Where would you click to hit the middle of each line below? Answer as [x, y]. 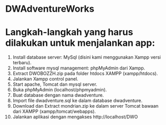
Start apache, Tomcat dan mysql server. [55, 84]
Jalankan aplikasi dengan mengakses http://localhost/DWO [75, 117]
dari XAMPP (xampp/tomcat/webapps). [54, 111]
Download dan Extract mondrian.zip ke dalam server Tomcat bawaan [86, 106]
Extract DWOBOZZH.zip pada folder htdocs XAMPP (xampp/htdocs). [85, 73]
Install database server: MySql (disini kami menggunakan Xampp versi [87, 57]
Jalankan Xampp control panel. [45, 79]
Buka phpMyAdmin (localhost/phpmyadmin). [60, 90]
